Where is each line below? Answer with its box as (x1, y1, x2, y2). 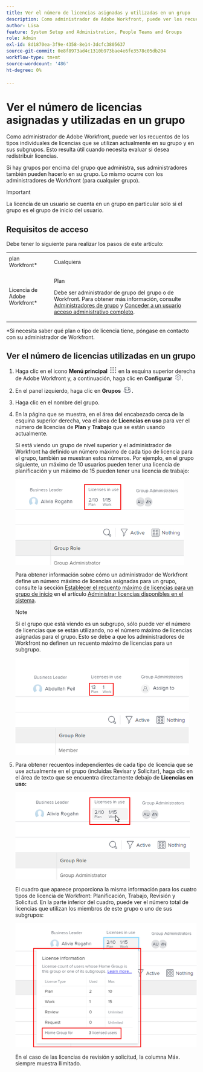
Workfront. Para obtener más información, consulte (54, 295, 181, 303)
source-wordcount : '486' (6, 60, 69, 66)
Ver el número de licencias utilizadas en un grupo (6, 351, 196, 361)
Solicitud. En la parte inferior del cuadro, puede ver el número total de (14, 899, 189, 906)
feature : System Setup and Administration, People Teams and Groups (6, 29, 182, 35)
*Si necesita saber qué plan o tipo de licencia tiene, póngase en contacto (6, 327, 189, 334)
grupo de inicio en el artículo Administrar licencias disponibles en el (14, 590, 184, 598)
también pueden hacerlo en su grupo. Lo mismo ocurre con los (6, 170, 163, 178)
